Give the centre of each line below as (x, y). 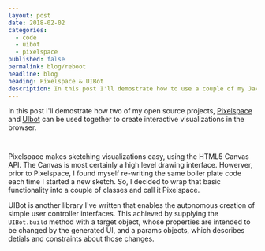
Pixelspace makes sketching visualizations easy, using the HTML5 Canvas (129, 157)
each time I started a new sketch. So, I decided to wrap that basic (114, 182)
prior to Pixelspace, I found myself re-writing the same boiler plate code (125, 173)
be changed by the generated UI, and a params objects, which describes (127, 231)
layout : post (30, 15)
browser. (22, 127)
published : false (37, 60)
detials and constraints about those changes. (82, 239)
